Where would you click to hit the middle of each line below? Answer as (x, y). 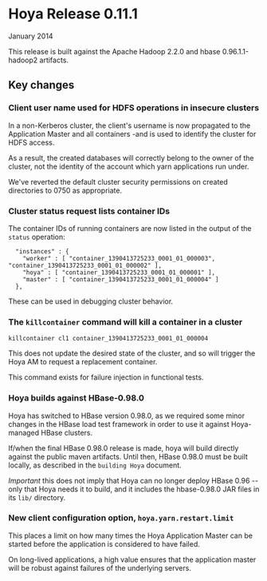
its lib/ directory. (37, 497)
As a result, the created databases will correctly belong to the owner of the (131, 157)
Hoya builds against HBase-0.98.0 (77, 398)
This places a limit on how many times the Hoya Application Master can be (131, 535)
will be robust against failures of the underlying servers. (100, 567)
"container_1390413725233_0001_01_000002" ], (85, 265)
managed (24, 432)
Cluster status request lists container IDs (89, 211)
